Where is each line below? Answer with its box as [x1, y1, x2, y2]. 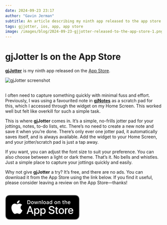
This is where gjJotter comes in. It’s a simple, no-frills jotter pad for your [5, 118, 154, 124]
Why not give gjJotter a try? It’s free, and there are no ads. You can [5, 169, 143, 175]
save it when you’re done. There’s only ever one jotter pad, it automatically [5, 129, 158, 135]
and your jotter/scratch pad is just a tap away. [5, 139, 99, 145]
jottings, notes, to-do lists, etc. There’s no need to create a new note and [5, 123, 154, 129]
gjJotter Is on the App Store [5, 51, 121, 62]
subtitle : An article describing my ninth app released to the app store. [5, 18, 164, 23]
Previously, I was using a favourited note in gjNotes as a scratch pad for [5, 98, 153, 104]
